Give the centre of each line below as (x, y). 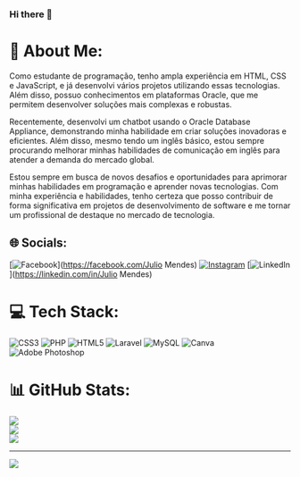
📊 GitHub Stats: (70, 390)
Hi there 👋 (31, 14)
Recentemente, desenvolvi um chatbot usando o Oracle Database (130, 121)
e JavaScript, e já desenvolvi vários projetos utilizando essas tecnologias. (145, 85)
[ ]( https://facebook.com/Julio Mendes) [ (130, 264)
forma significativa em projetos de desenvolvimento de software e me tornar (150, 205)
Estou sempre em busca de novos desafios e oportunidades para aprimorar (148, 177)
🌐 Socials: (38, 243)
